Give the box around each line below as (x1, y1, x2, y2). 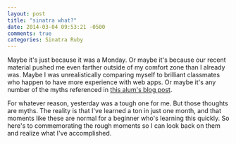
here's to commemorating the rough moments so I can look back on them (7, 122, 221, 130)
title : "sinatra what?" (7, 17, 77, 24)
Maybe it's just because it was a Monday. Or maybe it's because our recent (7, 55, 227, 64)
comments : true (7, 30, 52, 37)
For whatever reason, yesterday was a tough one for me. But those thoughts (7, 99, 229, 107)
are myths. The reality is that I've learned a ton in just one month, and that (7, 107, 222, 115)
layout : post (7, 10, 46, 18)
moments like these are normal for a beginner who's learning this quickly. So (7, 114, 230, 123)
